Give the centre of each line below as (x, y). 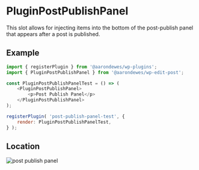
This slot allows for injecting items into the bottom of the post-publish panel (100, 28)
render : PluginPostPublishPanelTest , (64, 122)
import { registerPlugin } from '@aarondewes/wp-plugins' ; (82, 67)
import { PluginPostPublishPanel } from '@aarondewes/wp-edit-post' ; (95, 72)
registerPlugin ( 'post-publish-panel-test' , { (66, 116)
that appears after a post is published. (53, 34)
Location (23, 146)
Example (23, 53)
